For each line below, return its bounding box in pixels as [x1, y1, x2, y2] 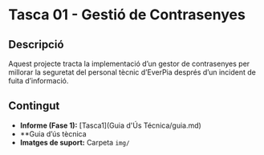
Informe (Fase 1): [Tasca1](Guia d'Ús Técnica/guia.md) [19, 120, 202, 130]
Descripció [8, 38, 64, 51]
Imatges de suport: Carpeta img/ [19, 137, 130, 147]
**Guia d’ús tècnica [19, 128, 87, 138]
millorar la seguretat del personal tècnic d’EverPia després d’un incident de [8, 67, 257, 77]
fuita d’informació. [8, 76, 69, 85]
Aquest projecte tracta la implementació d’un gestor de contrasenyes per [8, 59, 250, 68]
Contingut [8, 99, 60, 113]
